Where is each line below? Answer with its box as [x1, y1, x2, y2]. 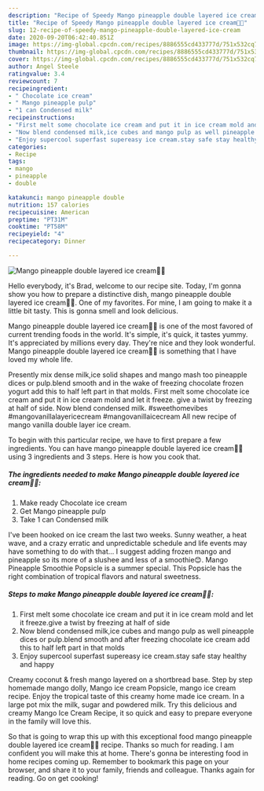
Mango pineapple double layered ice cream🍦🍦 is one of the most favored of [8, 321, 254, 331]
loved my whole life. [8, 354, 73, 364]
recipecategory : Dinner [8, 237, 86, 246]
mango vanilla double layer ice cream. [8, 419, 131, 429]
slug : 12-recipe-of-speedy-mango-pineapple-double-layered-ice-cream [8, 26, 241, 34]
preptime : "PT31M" [8, 215, 68, 224]
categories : [8, 143, 47, 151]
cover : [8, 56, 30, 64]
